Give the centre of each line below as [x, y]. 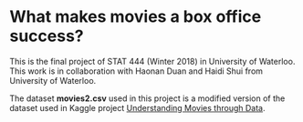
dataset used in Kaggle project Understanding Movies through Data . [137, 107]
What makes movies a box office [136, 17]
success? [47, 36]
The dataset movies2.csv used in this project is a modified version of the [147, 98]
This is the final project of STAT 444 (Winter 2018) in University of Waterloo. [152, 61]
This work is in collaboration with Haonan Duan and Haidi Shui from [136, 71]
